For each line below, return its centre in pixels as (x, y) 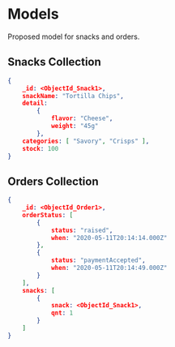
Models (33, 14)
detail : (35, 103)
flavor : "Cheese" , (82, 118)
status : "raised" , (82, 230)
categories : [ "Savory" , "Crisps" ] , (86, 141)
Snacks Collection (55, 62)
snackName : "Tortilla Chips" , (73, 96)
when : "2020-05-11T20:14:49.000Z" (109, 268)
